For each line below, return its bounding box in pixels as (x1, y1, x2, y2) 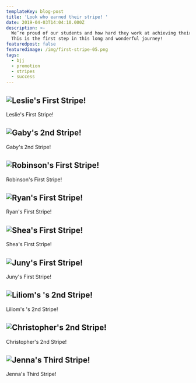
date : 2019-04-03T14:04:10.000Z (6, 19, 85, 25)
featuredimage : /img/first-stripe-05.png (6, 47, 108, 53)
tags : (6, 52, 19, 58)
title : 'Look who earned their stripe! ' (6, 14, 108, 20)
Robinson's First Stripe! (6, 176, 62, 183)
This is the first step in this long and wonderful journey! (11, 36, 163, 42)
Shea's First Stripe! (6, 241, 52, 248)
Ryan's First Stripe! (6, 208, 52, 215)
